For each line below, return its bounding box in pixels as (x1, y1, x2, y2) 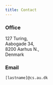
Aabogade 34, (5, 41, 34, 47)
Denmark (5, 51, 24, 57)
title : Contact (5, 7, 37, 13)
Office (5, 24, 21, 31)
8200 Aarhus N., (5, 46, 39, 52)
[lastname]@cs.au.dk (5, 75, 48, 80)
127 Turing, (5, 35, 28, 41)
